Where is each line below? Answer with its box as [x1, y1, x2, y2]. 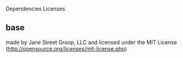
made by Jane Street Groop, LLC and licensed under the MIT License [5, 39, 178, 46]
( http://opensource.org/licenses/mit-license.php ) [5, 45, 127, 52]
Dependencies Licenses [5, 5, 66, 12]
